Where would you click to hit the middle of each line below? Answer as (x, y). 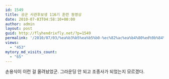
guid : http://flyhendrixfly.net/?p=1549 (48, 33)
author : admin (20, 24)
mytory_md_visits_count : (31, 52)
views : (12, 43)
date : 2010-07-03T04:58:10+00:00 (40, 19)
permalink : (17, 38)
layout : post (19, 29)
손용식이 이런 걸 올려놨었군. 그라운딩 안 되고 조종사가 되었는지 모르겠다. (75, 71)
